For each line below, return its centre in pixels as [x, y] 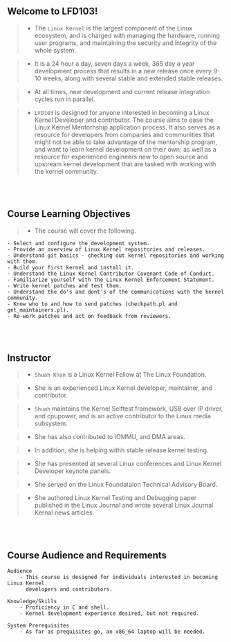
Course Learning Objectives [69, 214]
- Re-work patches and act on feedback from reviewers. [89, 316]
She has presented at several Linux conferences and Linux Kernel [128, 464]
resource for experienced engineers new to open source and [121, 157]
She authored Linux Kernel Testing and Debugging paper [115, 498]
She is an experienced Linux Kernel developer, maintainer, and [123, 388]
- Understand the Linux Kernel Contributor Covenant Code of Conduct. [111, 274]
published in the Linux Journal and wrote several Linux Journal [124, 506]
